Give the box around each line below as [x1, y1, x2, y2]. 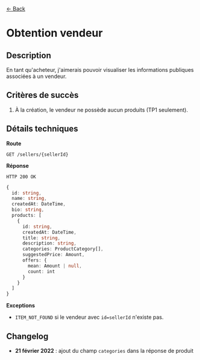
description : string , [22, 240, 77, 246]
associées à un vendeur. [6, 72, 67, 80]
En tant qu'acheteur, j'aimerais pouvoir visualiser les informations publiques [6, 66, 194, 73]
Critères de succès [6, 90, 79, 100]
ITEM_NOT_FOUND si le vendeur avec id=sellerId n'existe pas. [14, 313, 164, 321]
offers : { [22, 257, 47, 263]
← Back [6, 5, 25, 12]
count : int [28, 268, 55, 274]
